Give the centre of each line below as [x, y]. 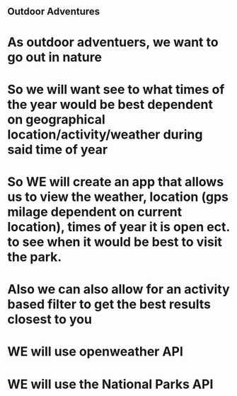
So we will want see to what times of [116, 89]
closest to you [50, 319]
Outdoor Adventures [54, 12]
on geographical [57, 119]
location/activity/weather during [105, 134]
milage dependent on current [95, 212]
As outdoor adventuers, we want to [113, 42]
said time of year [58, 150]
